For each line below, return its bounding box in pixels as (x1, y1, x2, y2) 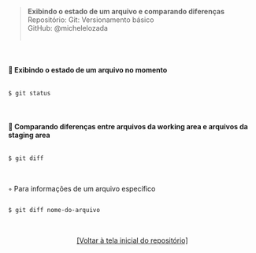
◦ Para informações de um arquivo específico (8, 184, 156, 194)
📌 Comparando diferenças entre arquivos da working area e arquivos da (8, 121, 248, 131)
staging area (8, 130, 50, 140)
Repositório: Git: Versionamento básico (27, 15, 154, 24)
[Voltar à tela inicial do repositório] (76, 236, 188, 245)
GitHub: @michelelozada (27, 24, 109, 32)
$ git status (8, 90, 51, 98)
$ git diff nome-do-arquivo (8, 206, 101, 214)
